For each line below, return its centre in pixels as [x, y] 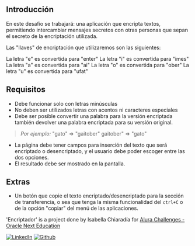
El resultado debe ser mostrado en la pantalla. [70, 164]
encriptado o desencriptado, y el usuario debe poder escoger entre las [100, 151]
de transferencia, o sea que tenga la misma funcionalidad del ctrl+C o [99, 202]
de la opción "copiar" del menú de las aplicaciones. [76, 208]
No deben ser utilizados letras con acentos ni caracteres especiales [96, 110]
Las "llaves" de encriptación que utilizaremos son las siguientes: [83, 47]
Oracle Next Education [33, 226]
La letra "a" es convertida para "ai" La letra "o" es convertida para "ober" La [98, 65]
